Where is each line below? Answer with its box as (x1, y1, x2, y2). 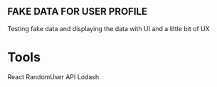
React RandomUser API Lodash (7, 72, 100, 81)
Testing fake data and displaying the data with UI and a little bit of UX (7, 24, 210, 33)
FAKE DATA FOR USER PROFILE (7, 6, 148, 18)
